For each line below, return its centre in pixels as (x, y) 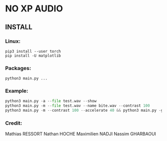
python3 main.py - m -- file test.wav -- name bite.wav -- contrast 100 (78, 106)
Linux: (13, 41)
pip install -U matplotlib (33, 56)
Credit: (14, 123)
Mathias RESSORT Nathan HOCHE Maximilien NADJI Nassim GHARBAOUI (81, 134)
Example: (17, 91)
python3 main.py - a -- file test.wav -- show (51, 101)
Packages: (18, 68)
